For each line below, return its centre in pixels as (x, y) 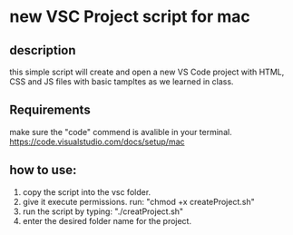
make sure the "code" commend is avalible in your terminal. (121, 132)
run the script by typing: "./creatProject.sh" (103, 211)
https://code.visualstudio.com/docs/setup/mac (97, 142)
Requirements (50, 110)
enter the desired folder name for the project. (107, 220)
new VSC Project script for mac (130, 17)
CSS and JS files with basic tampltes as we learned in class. (122, 82)
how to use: (43, 170)
